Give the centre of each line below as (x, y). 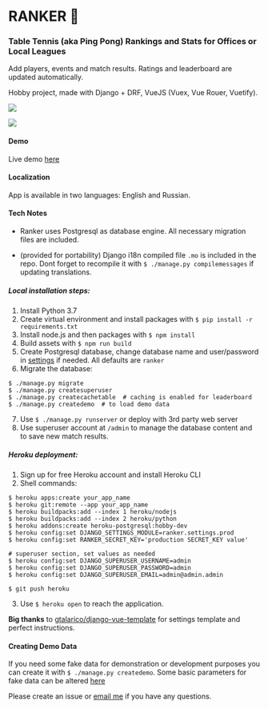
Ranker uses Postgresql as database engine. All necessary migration (133, 231)
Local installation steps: (49, 290)
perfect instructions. (42, 628)
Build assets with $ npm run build (76, 343)
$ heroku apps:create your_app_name (69, 498)
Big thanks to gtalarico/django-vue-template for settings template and (124, 619)
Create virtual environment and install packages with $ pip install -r (136, 319)
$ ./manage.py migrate (46, 383)
